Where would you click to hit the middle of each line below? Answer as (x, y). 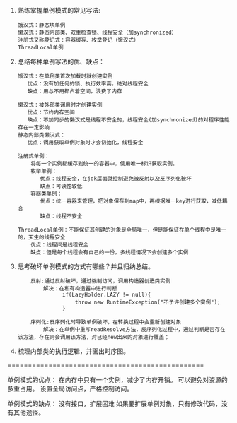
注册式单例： (34, 156)
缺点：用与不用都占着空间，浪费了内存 (75, 91)
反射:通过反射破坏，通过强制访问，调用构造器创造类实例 (101, 281)
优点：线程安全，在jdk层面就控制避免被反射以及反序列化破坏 (116, 179)
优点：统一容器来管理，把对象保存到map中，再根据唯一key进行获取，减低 (131, 201)
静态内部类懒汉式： (41, 135)
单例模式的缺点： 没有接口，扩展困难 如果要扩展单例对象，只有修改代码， (114, 404)
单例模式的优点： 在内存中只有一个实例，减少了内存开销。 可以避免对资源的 (117, 380)
